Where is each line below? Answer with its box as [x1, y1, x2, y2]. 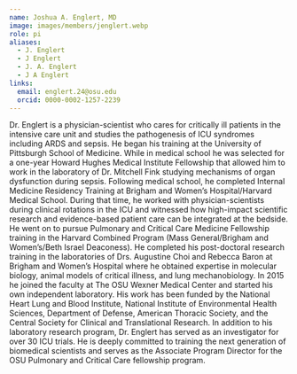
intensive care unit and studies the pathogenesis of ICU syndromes [9, 129, 255, 140]
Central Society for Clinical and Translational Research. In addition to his [9, 317, 273, 328]
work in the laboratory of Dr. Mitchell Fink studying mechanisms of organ [9, 167, 276, 177]
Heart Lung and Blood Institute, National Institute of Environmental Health [9, 299, 277, 309]
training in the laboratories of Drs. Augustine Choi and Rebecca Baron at [9, 252, 273, 262]
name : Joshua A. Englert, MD [9, 12, 117, 22]
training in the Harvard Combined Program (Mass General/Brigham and [9, 232, 269, 244]
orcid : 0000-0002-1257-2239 [17, 95, 121, 105]
